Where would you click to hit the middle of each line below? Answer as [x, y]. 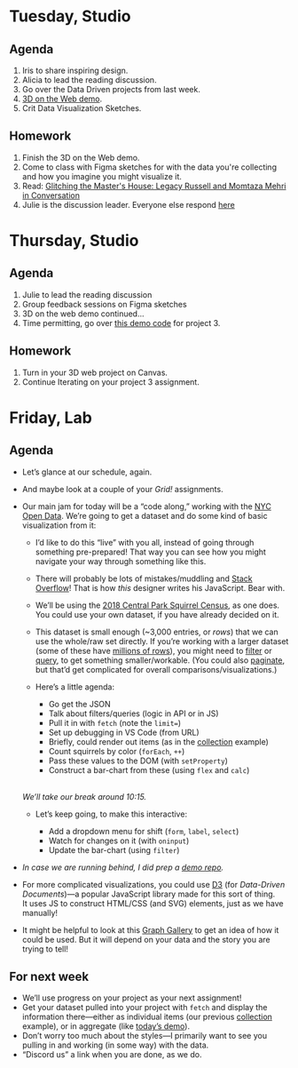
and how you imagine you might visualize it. [102, 176]
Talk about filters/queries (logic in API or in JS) [133, 713]
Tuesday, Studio [70, 16]
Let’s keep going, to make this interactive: [111, 814]
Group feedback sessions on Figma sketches [105, 304]
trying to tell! [45, 949]
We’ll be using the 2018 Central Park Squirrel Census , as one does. [157, 605]
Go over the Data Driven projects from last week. [111, 89]
